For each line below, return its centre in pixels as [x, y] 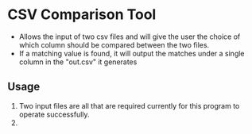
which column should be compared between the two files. [114, 44]
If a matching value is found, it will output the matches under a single [132, 53]
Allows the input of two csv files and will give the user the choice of [130, 36]
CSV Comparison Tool [82, 15]
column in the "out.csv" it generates [78, 62]
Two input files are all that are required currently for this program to [129, 105]
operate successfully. [54, 114]
